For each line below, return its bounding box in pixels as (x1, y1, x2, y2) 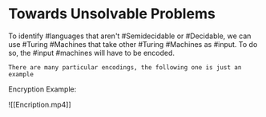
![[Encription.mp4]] (8, 99, 72, 109)
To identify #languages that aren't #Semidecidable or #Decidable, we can (8, 31, 252, 41)
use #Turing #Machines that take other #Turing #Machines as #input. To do (8, 39, 258, 49)
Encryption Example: (8, 84, 77, 94)
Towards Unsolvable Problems (8, 5, 216, 23)
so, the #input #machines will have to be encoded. (8, 48, 175, 57)
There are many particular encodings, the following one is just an (8, 63, 242, 72)
